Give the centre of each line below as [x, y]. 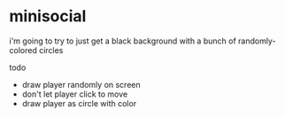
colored [23, 50]
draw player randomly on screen [81, 84]
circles [51, 50]
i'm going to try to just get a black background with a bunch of [123, 41]
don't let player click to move [75, 94]
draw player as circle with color [79, 103]
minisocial [48, 16]
